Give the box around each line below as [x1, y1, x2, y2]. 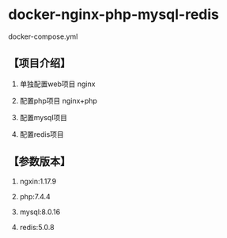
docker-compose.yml [8, 32, 78, 41]
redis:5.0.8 [19, 222, 55, 232]
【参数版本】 [8, 155, 71, 168]
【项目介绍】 [8, 57, 71, 70]
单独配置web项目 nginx [19, 79, 96, 89]
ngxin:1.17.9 [19, 176, 57, 186]
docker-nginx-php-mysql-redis [8, 6, 220, 24]
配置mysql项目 [19, 112, 68, 122]
